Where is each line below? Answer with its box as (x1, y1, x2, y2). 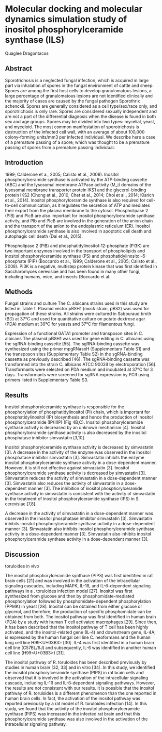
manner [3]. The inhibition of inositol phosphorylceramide (28, 485, 143, 491)
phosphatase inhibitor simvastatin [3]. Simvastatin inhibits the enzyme (5, 455, 145, 461)
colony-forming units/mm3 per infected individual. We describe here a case (5, 134, 156, 140)
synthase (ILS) (5, 34, 65, 46)
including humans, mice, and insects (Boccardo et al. (5, 273, 111, 280)
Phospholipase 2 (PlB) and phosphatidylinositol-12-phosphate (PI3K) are (5, 243, 150, 249)
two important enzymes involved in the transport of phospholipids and (5, 248, 145, 253)
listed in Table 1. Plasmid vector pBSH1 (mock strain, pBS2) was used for (5, 306, 149, 312)
